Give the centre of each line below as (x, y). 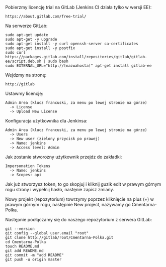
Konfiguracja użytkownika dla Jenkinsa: (46, 121)
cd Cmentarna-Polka (26, 242)
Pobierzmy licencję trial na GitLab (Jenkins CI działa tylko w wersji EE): (78, 7)
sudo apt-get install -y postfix (40, 48)
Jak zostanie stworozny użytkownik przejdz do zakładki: (64, 157)
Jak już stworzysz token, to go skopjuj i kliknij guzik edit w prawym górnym (83, 184)
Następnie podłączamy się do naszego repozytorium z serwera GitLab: (79, 220)
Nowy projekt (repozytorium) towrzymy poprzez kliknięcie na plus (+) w (80, 199)
